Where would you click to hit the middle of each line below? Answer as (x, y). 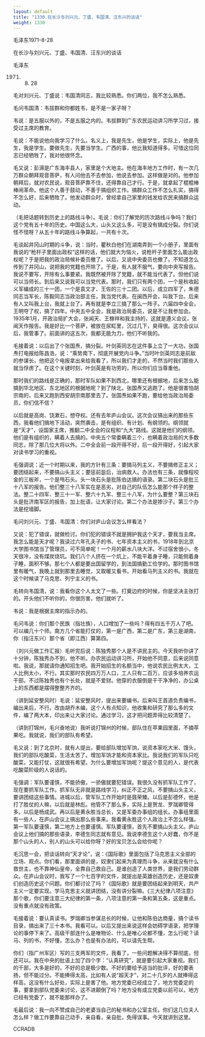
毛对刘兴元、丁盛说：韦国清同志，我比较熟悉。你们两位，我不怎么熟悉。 (101, 96)
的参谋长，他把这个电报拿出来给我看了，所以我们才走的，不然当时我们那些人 (106, 360)
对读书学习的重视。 (37, 452)
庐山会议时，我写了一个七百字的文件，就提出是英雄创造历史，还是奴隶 (114, 876)
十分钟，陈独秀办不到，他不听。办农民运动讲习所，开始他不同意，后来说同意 (106, 658)
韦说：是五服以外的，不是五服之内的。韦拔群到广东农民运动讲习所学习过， (103, 121)
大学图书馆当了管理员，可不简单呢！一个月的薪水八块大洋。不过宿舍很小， (103, 549)
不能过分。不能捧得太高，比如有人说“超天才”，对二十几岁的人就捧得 (111, 975)
